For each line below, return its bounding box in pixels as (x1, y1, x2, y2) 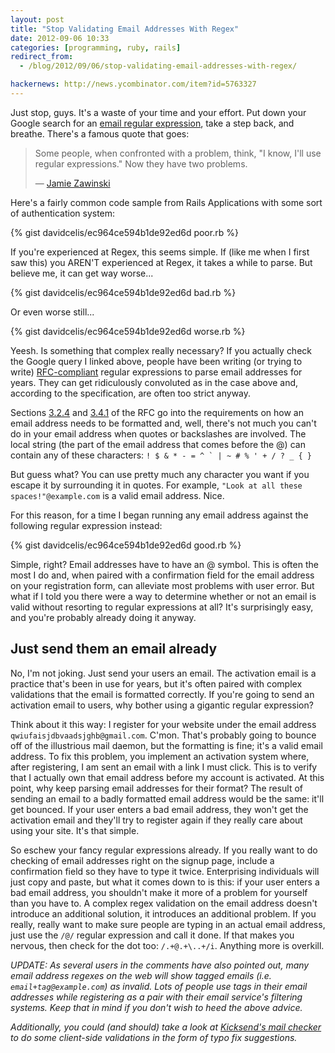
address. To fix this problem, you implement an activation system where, (10, 750, 310, 762)
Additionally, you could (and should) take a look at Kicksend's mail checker (10, 1021, 322, 1033)
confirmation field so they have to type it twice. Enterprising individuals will (10, 865, 320, 877)
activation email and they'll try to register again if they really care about (10, 814, 303, 826)
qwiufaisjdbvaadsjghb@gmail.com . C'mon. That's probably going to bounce (10, 729, 317, 741)
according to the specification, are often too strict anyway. (10, 387, 252, 399)
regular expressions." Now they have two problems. (34, 157, 248, 170)
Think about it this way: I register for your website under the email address (10, 718, 317, 730)
